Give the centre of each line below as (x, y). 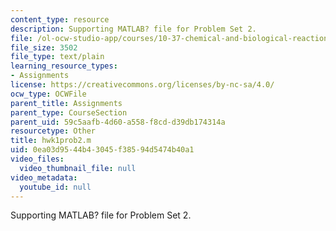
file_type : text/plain (57, 57)
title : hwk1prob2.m (51, 141)
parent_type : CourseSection (69, 112)
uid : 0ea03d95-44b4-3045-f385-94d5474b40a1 (102, 150)
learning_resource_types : (64, 66)
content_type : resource (60, 19)
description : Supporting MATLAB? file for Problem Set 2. (133, 29)
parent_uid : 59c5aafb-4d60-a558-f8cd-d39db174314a (118, 122)
